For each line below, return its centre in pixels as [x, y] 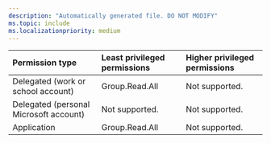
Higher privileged [220, 58]
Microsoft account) [49, 115]
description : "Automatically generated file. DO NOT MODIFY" [113, 16]
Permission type [45, 63]
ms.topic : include [39, 23]
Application [34, 128]
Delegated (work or [49, 81]
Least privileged [133, 58]
